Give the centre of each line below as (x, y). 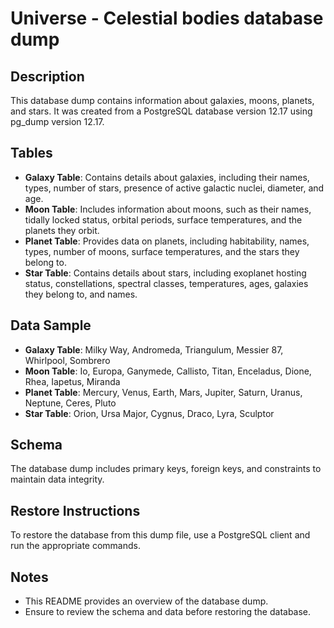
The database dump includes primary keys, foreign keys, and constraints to (166, 469)
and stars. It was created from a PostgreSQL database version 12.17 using (161, 111)
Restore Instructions (75, 510)
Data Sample (51, 325)
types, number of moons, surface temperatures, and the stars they (162, 251)
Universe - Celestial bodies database (167, 18)
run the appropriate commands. (75, 546)
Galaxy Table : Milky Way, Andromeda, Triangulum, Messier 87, (154, 349)
